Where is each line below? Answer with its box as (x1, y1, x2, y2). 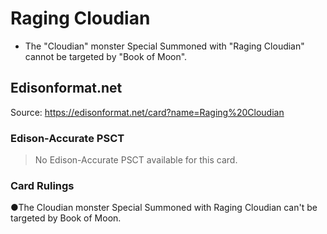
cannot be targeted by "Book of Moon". (24, 50, 188, 62)
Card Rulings (10, 178, 75, 192)
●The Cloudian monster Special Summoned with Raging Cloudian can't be (10, 202, 318, 214)
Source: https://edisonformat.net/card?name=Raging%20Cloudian (10, 106, 285, 118)
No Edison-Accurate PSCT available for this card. (34, 154, 238, 166)
